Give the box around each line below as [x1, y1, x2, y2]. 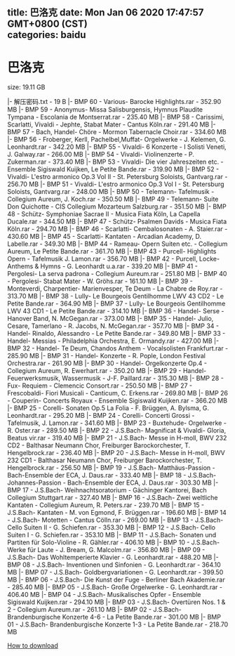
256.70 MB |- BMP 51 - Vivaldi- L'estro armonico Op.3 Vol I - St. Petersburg [7, 180, 224, 188]
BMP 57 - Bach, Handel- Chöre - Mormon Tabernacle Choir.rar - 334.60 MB [7, 128, 227, 136]
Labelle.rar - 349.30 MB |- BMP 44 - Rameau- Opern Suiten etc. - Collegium [7, 240, 228, 248]
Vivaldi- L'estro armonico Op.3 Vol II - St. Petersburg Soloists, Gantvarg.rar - [7, 173, 228, 181]
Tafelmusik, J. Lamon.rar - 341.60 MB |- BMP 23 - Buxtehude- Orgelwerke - [7, 419, 227, 427]
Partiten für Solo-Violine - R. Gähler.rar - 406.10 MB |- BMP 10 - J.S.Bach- [7, 538, 220, 546]
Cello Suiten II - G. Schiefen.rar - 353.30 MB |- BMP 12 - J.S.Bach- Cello [7, 523, 216, 532]
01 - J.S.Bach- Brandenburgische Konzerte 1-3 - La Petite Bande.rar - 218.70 [7, 620, 229, 629]
